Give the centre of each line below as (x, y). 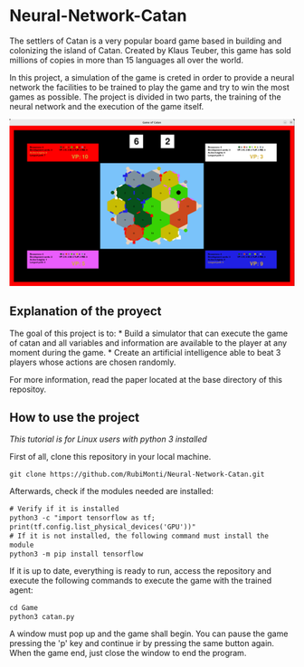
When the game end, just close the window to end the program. (128, 653)
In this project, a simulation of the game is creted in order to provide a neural (152, 77)
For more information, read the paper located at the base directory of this (146, 379)
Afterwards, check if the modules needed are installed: (112, 491)
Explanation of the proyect (85, 312)
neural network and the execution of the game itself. (107, 106)
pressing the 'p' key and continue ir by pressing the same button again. (142, 643)
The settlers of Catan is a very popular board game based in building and (146, 41)
